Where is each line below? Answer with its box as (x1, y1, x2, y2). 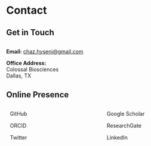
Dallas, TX (6, 72, 32, 79)
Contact (6, 4, 47, 17)
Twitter (10, 133, 27, 141)
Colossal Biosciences (6, 66, 59, 73)
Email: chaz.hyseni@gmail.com (6, 48, 84, 55)
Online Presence (6, 89, 69, 100)
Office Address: (6, 59, 47, 66)
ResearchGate (106, 122, 142, 129)
